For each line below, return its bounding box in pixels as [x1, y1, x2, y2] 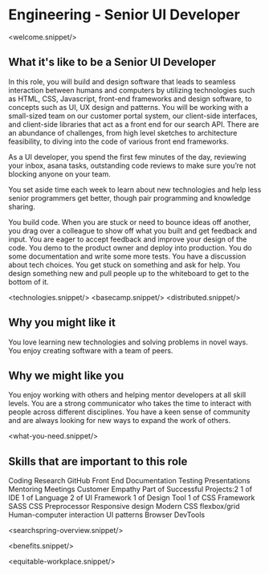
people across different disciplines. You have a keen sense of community [8, 407, 251, 417]
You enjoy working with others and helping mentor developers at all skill [8, 390, 247, 400]
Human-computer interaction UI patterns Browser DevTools [8, 510, 206, 519]
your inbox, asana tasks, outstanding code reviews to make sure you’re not [8, 161, 256, 170]
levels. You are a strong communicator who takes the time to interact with [8, 399, 251, 409]
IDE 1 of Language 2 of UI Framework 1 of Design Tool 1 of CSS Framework [8, 493, 255, 503]
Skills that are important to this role [8, 454, 188, 468]
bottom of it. [8, 277, 50, 287]
